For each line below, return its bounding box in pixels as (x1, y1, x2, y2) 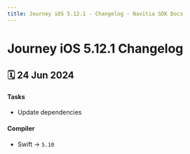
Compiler (7, 124, 35, 132)
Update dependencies (17, 108, 82, 117)
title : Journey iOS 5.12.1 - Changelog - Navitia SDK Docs (7, 10, 184, 18)
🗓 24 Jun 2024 (7, 70, 75, 82)
